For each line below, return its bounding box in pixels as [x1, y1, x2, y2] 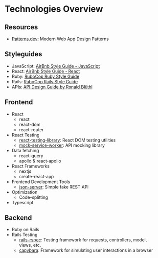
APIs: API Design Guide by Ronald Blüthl [11, 84, 92, 90]
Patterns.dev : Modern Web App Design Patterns [11, 36, 109, 42]
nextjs [19, 168, 32, 174]
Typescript [11, 199, 34, 205]
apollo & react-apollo [19, 158, 62, 164]
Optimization [11, 189, 38, 195]
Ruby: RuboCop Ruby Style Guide [11, 73, 80, 79]
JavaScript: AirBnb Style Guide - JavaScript [11, 63, 100, 69]
